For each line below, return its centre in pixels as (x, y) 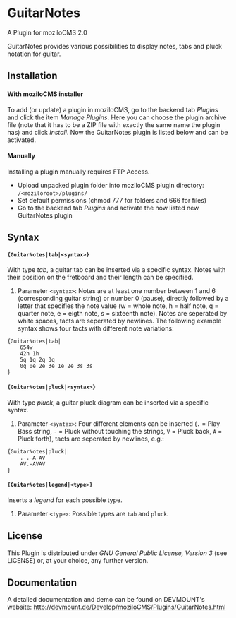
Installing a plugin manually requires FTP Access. (79, 172)
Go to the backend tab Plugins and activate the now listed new (108, 208)
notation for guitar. (34, 54)
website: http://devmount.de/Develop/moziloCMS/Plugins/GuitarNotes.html (117, 607)
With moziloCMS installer (45, 94)
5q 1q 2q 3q (37, 360)
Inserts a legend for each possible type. (65, 500)
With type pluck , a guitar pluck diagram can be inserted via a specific (108, 402)
